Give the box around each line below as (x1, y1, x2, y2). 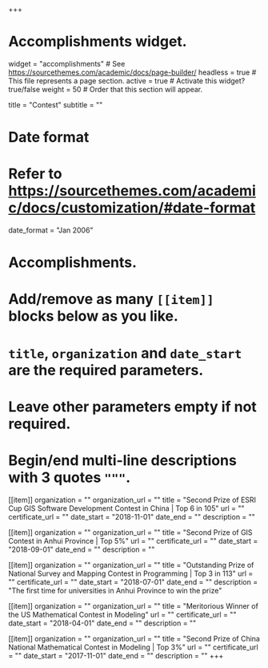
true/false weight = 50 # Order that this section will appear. (8, 84, 203, 94)
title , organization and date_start (8, 344, 242, 362)
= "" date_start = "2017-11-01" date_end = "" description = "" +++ (8, 650, 224, 660)
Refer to (8, 165, 62, 183)
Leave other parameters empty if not (8, 398, 258, 415)
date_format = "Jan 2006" (8, 225, 94, 235)
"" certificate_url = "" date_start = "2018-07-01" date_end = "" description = (8, 577, 258, 586)
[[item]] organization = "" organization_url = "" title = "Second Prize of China (8, 634, 260, 643)
